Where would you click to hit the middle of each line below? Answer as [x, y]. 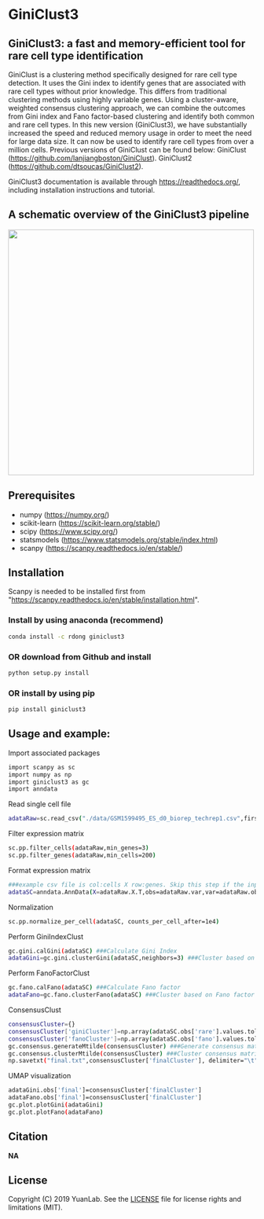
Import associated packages [54, 753]
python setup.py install [49, 673]
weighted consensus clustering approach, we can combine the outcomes [127, 108]
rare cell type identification [76, 55]
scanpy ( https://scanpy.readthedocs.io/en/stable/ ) [101, 548]
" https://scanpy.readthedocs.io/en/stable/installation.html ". [104, 600]
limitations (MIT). [35, 1207]
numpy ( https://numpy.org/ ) [64, 514]
